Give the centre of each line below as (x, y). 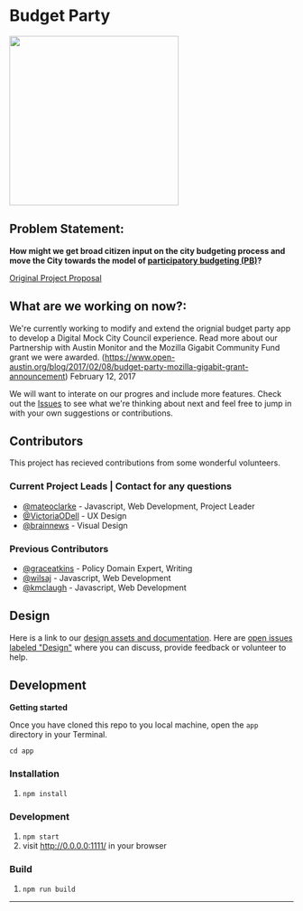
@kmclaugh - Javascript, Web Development (104, 587)
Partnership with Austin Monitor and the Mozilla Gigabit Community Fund (145, 347)
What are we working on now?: (98, 307)
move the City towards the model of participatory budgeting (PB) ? (136, 260)
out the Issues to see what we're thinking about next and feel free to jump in (151, 403)
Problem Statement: (67, 229)
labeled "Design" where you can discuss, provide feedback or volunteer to (148, 647)
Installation (35, 774)
